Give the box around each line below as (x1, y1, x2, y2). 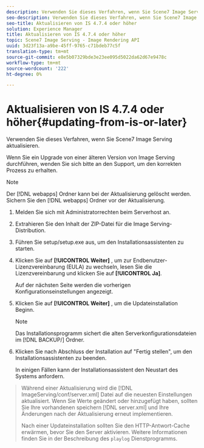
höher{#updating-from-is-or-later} (6, 115, 188, 129)
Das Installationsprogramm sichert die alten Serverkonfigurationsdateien (15, 329, 197, 337)
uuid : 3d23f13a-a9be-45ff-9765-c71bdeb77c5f (6, 43, 121, 49)
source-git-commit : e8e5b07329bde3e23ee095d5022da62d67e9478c (6, 54, 167, 60)
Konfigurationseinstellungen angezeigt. (15, 288, 114, 295)
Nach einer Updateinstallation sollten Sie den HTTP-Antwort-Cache (21, 422, 190, 429)
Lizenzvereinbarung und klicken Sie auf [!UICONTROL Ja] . (15, 270, 162, 277)
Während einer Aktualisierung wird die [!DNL (21, 384, 133, 392)
